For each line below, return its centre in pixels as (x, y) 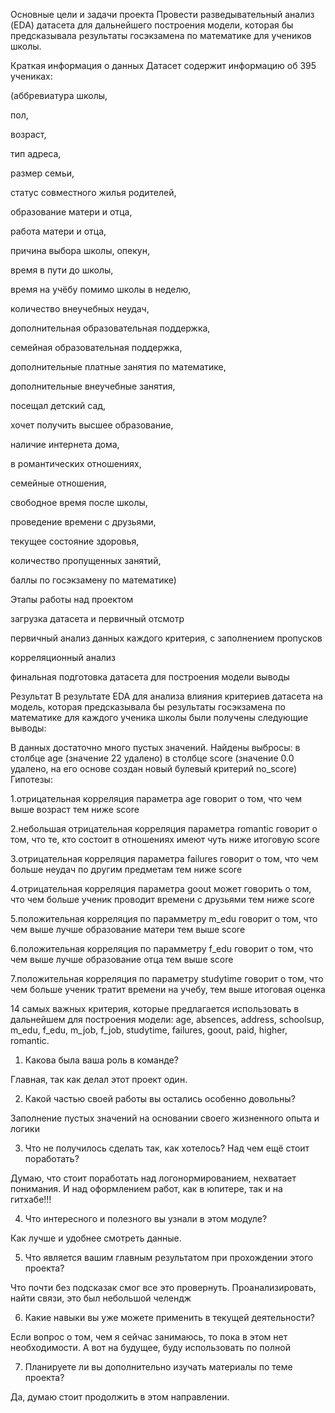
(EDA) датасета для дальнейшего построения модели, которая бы (152, 25)
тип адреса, (36, 153)
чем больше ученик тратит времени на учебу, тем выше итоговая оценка (168, 989)
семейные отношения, (58, 483)
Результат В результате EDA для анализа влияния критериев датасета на (166, 696)
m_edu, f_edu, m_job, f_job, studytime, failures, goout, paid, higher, (149, 1030)
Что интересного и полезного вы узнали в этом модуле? (146, 1218)
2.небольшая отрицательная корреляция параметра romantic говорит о (164, 828)
